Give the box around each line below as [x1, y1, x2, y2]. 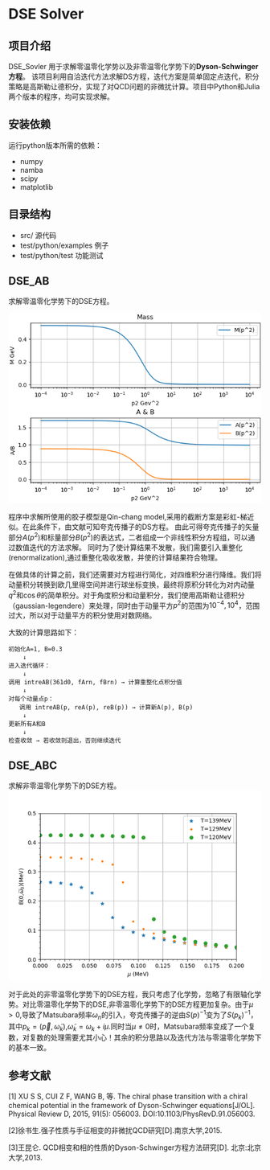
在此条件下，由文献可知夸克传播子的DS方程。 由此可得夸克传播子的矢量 [22, 522, 260, 532]
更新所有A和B [8, 720, 46, 729]
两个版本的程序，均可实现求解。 [8, 92, 114, 101]
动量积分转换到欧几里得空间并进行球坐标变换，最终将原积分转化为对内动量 [8, 580, 255, 589]
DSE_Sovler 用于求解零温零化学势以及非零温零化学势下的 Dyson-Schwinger [8, 62, 259, 71]
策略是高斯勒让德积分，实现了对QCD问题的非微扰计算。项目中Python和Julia [8, 82, 260, 91]
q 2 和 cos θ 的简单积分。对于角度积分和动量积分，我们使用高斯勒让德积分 [8, 589, 245, 600]
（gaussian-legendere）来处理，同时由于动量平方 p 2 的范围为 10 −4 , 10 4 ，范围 [8, 599, 260, 610]
